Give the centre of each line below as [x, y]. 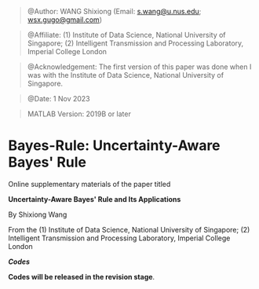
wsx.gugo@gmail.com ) [64, 20]
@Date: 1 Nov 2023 [58, 99]
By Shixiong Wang [38, 214]
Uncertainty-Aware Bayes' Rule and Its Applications [95, 199]
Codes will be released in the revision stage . [82, 276]
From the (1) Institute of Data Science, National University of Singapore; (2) [129, 229]
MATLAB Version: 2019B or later [79, 114]
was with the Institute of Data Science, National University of [126, 75]
